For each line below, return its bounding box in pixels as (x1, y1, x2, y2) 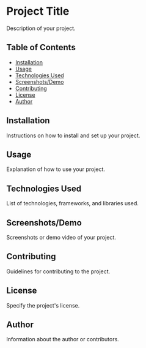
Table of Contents (6, 42, 76, 53)
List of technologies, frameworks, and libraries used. (6, 200, 139, 207)
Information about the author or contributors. (6, 336, 119, 343)
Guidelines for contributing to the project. (6, 268, 111, 275)
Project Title (6, 4, 70, 18)
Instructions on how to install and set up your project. (6, 132, 141, 139)
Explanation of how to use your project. (6, 165, 106, 173)
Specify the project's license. (6, 301, 80, 309)
